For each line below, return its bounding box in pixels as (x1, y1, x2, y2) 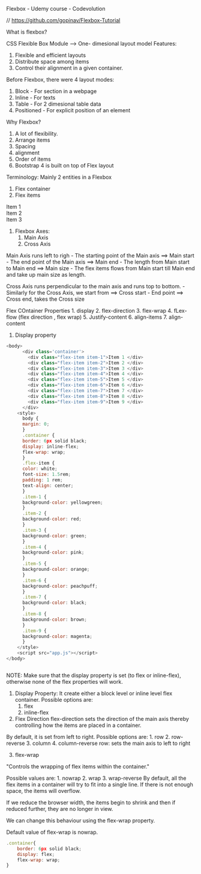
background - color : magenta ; (22, 633, 93, 639)
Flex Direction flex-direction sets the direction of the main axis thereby (14, 715, 189, 722)
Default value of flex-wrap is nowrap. (6, 828, 98, 836)
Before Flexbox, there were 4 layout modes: (6, 76, 115, 83)
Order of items (14, 155, 51, 163)
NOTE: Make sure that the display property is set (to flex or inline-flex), (6, 672, 181, 679)
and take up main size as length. (6, 271, 86, 278)
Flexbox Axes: (14, 228, 50, 235)
